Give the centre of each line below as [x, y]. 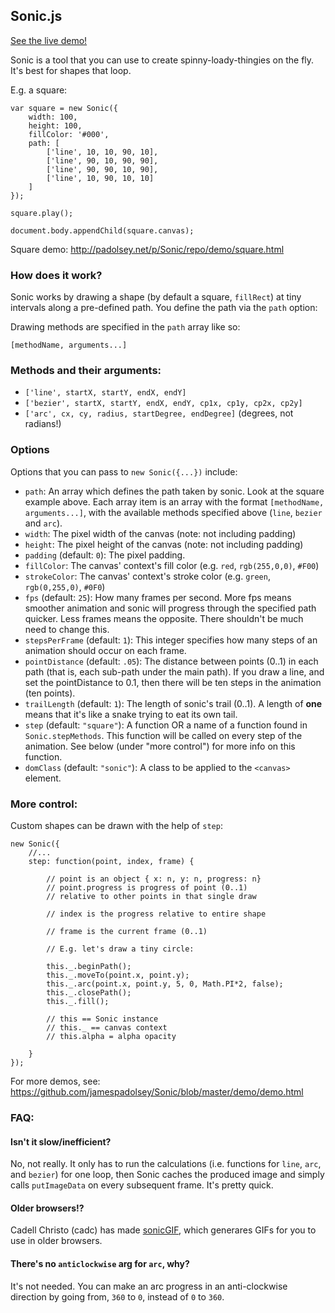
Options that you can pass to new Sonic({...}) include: [124, 471]
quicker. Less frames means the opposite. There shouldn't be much [164, 618]
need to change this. [67, 629]
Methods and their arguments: [86, 371]
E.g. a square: [39, 90]
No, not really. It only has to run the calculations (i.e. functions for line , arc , [166, 1164]
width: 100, [53, 117]
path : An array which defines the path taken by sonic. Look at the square [174, 491]
